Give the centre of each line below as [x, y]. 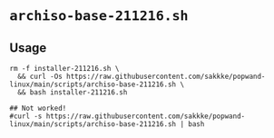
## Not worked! [38, 108]
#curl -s [26, 116]
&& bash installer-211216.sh [73, 93]
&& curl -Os [40, 76]
